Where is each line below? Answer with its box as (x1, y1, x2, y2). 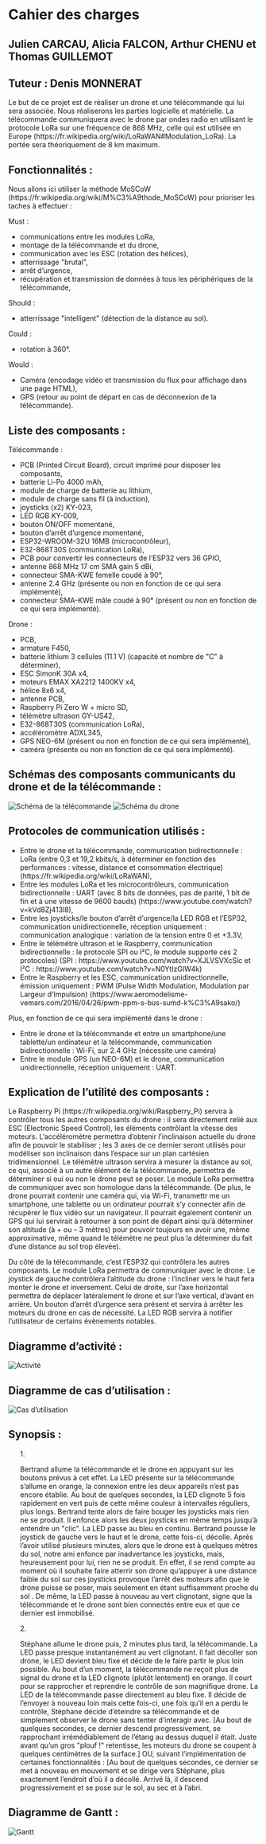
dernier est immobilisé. (19, 1608, 95, 1617)
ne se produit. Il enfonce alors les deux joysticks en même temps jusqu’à (19, 1515, 258, 1525)
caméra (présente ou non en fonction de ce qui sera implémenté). (19, 745, 236, 754)
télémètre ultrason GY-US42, (19, 711, 115, 721)
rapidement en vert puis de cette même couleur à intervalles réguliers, (19, 1498, 250, 1507)
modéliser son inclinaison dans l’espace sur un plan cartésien (8, 1148, 210, 1159)
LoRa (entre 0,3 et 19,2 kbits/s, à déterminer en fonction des (19, 854, 217, 864)
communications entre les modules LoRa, (19, 232, 156, 242)
